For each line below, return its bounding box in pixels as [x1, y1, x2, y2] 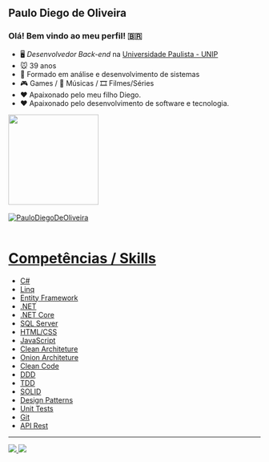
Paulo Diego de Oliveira [8, 6, 126, 20]
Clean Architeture [19, 344, 78, 354]
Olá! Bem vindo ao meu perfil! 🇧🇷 [8, 30, 143, 42]
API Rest [19, 420, 49, 430]
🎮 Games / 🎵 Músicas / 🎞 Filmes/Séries [19, 78, 155, 87]
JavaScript [19, 335, 56, 345]
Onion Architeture [19, 352, 78, 362]
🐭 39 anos [19, 60, 57, 71]
